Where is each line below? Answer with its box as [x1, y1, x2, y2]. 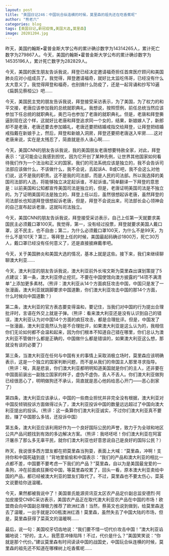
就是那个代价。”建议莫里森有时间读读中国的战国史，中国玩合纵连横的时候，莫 [5, 539, 164, 545]
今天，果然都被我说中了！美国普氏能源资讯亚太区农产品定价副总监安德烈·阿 [5, 490, 161, 496]
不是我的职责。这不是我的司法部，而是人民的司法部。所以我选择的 [22, 172, 159, 178]
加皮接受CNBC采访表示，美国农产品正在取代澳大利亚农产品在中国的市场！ [5, 496, 159, 502]
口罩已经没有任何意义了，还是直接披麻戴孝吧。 [18, 240, 116, 246]
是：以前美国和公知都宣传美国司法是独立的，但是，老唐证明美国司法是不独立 [5, 185, 164, 191]
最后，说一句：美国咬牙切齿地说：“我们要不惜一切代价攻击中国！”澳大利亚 [5, 526, 159, 532]
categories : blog [5, 21, 42, 27]
